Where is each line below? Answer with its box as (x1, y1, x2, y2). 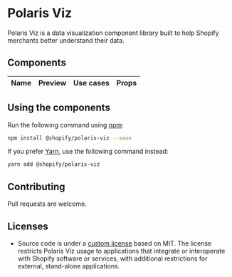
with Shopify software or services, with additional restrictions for (17, 254, 208, 263)
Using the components (7, 102, 110, 114)
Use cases (73, 78, 110, 88)
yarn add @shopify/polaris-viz (7, 161, 100, 168)
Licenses (7, 220, 48, 232)
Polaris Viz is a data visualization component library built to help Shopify (7, 28, 219, 37)
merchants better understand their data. (7, 36, 125, 44)
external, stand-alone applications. (17, 261, 120, 270)
